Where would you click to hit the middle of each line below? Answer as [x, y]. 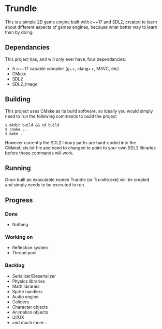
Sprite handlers [27, 291]
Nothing [20, 225]
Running [18, 168]
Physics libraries [28, 281]
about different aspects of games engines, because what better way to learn [81, 27]
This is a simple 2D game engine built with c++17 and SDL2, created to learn [81, 22]
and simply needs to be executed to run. [45, 185]
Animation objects [30, 312]
